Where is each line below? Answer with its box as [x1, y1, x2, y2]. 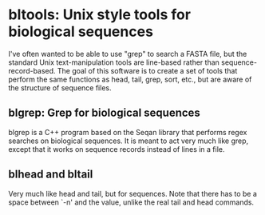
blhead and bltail [8, 168, 93, 181]
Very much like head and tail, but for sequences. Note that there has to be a [8, 189, 258, 198]
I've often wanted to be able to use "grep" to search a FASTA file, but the [8, 49, 247, 58]
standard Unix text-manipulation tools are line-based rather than [8, 58, 220, 67]
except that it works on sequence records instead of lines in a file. [8, 144, 225, 153]
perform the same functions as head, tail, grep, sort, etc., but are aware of [8, 74, 252, 84]
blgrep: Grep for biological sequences [8, 106, 201, 120]
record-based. [8, 66, 56, 75]
